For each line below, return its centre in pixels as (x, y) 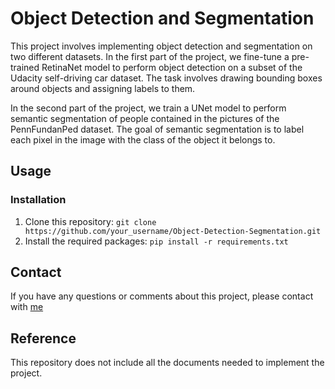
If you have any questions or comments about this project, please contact (162, 296)
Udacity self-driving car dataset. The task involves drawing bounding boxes (166, 78)
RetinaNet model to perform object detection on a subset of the (172, 67)
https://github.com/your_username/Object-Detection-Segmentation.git (173, 231)
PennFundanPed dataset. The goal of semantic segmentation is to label (157, 129)
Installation (38, 200)
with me (27, 307)
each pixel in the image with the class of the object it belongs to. (143, 139)
